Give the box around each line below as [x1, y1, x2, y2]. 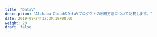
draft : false [5, 25, 32, 30]
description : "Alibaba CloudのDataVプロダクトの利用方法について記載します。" [5, 12, 153, 16]
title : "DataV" [5, 7, 36, 12]
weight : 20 [5, 20, 27, 25]
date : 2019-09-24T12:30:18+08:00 [5, 16, 73, 21]
